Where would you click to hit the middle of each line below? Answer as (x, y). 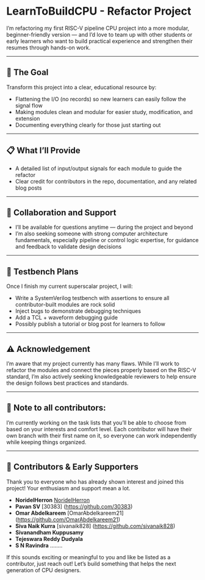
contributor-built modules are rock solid (65, 305)
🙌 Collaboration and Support (61, 213)
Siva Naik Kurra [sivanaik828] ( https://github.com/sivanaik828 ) (95, 526)
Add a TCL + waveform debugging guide (66, 318)
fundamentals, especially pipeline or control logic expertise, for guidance (107, 240)
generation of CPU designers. (44, 570)
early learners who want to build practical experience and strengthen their (100, 41)
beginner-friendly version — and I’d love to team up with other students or (99, 34)
